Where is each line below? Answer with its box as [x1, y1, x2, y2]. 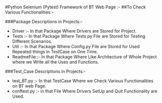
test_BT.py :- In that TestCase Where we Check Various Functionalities [12, 78, 154, 84]
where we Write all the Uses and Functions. [12, 59, 99, 65]
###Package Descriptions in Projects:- [5, 19, 83, 24]
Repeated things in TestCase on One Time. [12, 49, 98, 54]
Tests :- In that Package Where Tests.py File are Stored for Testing [12, 34, 145, 39]
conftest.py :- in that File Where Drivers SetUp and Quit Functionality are [12, 88, 158, 94]
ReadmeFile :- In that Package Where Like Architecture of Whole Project [12, 54, 157, 60]
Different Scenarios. [12, 38, 53, 44]
